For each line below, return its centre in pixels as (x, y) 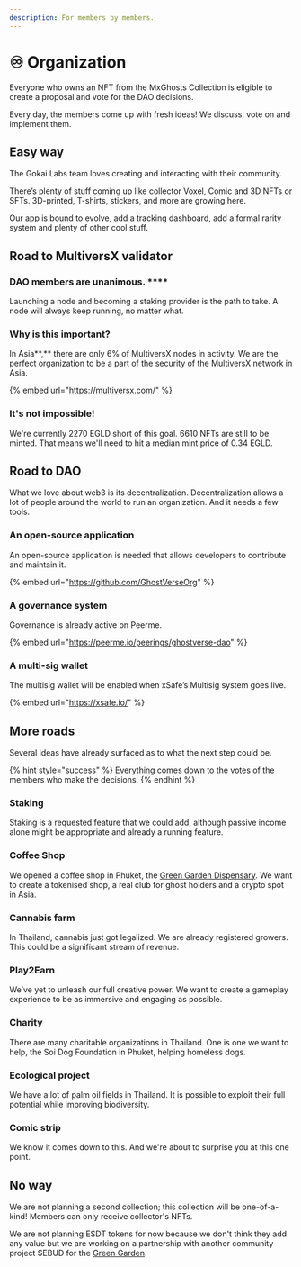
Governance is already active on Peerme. (86, 625)
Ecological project (49, 1075)
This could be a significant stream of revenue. (94, 947)
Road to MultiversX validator (91, 256)
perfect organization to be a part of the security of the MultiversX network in (151, 363)
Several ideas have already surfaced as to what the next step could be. (141, 753)
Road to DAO (45, 471)
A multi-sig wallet (49, 665)
